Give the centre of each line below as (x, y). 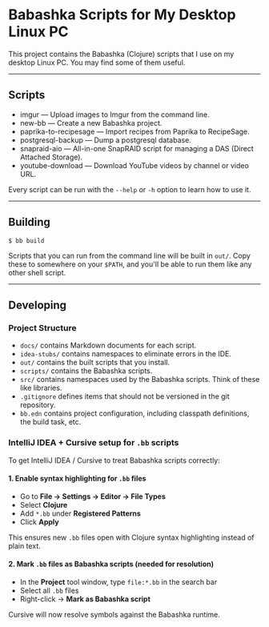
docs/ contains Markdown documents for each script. (108, 345)
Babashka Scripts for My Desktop (122, 15)
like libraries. (41, 388)
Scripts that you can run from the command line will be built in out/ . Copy (129, 255)
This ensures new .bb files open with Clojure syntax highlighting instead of (131, 537)
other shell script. (37, 272)
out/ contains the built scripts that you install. (95, 363)
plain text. (25, 545)
